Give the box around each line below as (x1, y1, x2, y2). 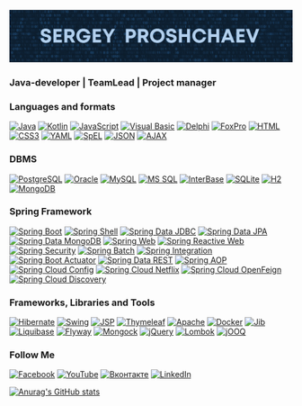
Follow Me (9, 348, 56, 361)
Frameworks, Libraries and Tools (9, 296, 155, 309)
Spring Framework (9, 205, 93, 218)
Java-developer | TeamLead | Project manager (9, 76, 217, 88)
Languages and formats (9, 100, 116, 113)
